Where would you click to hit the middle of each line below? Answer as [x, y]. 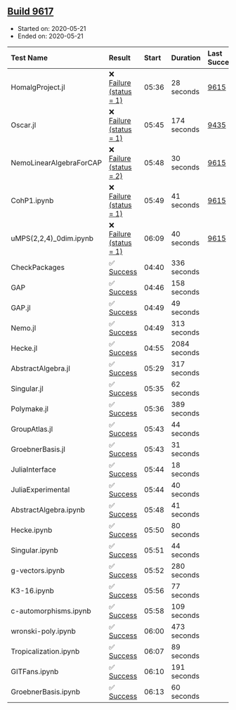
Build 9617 [31, 12]
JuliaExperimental [40, 489]
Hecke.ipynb [32, 530]
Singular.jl [27, 388]
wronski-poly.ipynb [43, 631]
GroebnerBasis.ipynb [46, 692]
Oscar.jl [24, 124]
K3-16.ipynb [33, 590]
